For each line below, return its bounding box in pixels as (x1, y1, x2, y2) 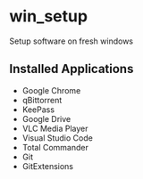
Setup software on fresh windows (9, 36, 134, 46)
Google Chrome (21, 85, 81, 95)
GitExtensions (21, 160, 74, 171)
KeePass (21, 104, 55, 115)
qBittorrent (21, 94, 63, 105)
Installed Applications (9, 61, 134, 77)
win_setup (9, 6, 88, 27)
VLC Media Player (21, 123, 88, 134)
